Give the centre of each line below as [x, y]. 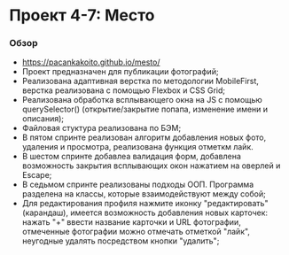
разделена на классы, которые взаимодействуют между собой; [144, 194]
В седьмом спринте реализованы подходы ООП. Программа [138, 185]
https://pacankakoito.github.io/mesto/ [91, 62]
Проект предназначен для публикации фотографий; [120, 72]
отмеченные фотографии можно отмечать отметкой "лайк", [136, 232]
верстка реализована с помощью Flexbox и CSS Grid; [124, 90]
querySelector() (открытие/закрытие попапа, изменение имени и [145, 109]
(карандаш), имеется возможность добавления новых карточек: [145, 212]
